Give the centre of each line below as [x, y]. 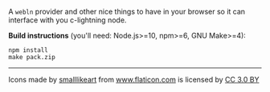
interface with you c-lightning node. [67, 20]
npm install [28, 50]
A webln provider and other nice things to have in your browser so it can [127, 12]
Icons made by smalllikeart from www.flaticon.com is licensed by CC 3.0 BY [134, 80]
